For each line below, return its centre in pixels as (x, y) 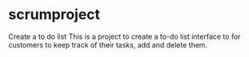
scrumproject (54, 15)
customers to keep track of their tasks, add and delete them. (108, 44)
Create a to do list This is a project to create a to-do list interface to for (124, 36)
